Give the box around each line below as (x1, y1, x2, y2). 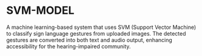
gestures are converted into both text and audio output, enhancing (6, 36, 173, 43)
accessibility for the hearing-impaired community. (6, 43, 131, 50)
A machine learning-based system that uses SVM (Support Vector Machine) (6, 23, 197, 31)
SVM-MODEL (6, 4, 75, 17)
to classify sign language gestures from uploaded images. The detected (6, 30, 186, 37)
